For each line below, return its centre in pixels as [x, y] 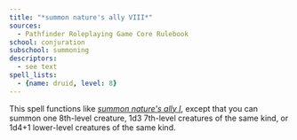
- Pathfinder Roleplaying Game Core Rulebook [103, 34]
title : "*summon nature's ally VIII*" [81, 17]
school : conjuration [48, 42]
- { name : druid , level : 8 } [67, 83]
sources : [25, 26]
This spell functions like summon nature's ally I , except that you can [133, 108]
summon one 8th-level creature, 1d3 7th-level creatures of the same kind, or [149, 118]
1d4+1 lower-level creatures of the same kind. [92, 127]
